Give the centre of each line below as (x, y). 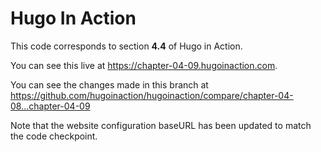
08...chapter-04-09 (50, 106)
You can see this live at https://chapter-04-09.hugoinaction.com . (144, 65)
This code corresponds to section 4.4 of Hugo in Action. (126, 46)
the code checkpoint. (54, 136)
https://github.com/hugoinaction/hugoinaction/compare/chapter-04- (152, 95)
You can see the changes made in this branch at (109, 84)
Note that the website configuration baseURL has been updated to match (161, 125)
